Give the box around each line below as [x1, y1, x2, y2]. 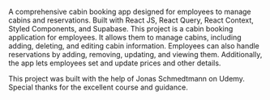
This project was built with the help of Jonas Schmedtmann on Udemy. [8, 74, 246, 83]
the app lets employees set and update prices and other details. [8, 58, 221, 68]
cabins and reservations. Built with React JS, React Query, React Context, [8, 15, 254, 25]
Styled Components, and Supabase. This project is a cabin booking [8, 24, 234, 33]
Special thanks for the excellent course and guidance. [8, 82, 188, 92]
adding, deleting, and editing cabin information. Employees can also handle [8, 41, 259, 51]
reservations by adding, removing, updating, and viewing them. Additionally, [8, 50, 263, 59]
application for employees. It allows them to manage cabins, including [8, 32, 242, 42]
